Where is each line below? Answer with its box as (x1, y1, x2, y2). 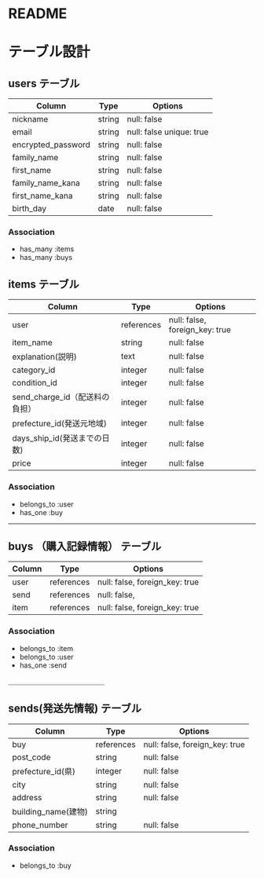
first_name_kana (12, 190, 73, 201)
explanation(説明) (12, 351, 77, 362)
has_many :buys (19, 253, 73, 262)
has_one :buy (19, 507, 64, 517)
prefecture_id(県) (12, 766, 76, 777)
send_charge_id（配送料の (12, 392, 110, 403)
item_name (12, 337, 53, 348)
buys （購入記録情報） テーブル (8, 540, 162, 553)
